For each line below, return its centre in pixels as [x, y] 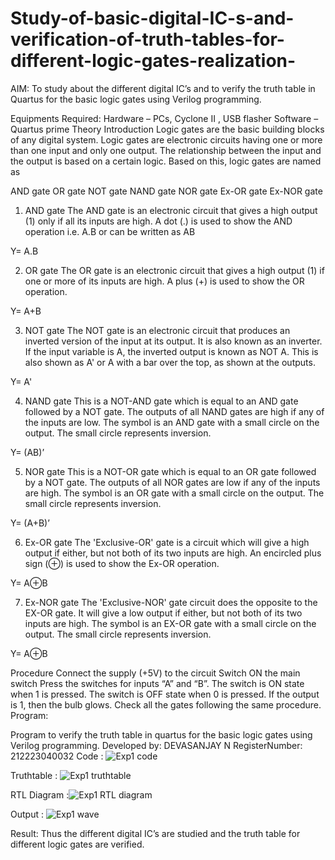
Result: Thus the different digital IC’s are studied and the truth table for [155, 833]
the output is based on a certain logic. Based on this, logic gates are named [166, 161]
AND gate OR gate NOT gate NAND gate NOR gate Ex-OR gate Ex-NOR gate [166, 191]
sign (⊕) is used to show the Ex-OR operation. [122, 563]
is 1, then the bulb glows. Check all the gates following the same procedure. [166, 704]
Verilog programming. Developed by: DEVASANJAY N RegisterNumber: [156, 745]
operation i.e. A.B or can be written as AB [110, 231]
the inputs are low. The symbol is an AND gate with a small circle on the [172, 422]
